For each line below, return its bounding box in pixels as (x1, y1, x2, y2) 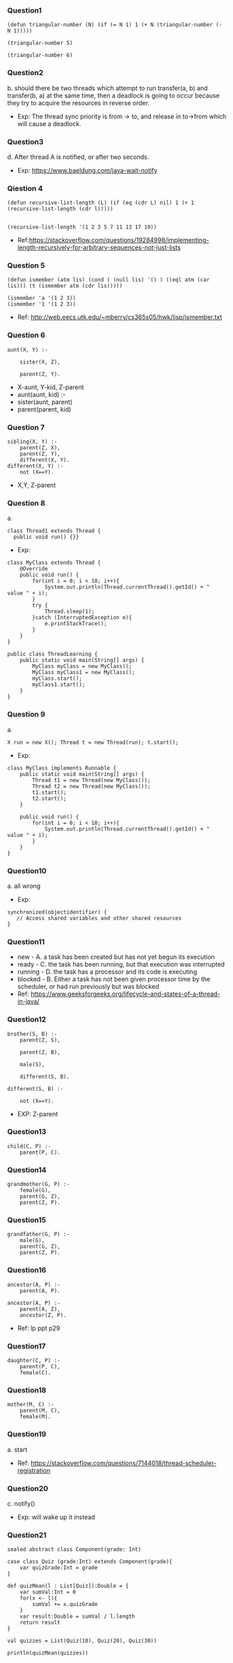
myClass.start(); (32, 675, 82, 682)
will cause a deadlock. (17, 119, 81, 127)
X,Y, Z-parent (17, 481, 56, 490)
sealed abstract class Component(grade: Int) (7, 1546, 141, 1553)
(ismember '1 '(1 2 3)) (7, 301, 77, 308)
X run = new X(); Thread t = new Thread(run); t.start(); (7, 739, 179, 746)
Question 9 (7, 710, 45, 719)
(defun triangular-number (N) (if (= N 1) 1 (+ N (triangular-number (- (7, 22, 223, 29)
